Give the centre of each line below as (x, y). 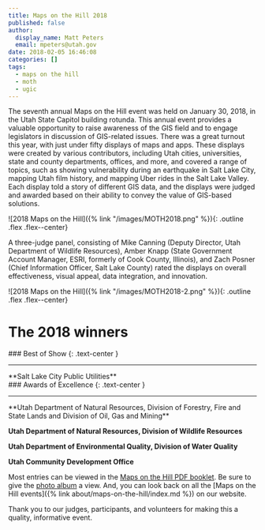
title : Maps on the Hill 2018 (58, 15)
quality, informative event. (50, 517)
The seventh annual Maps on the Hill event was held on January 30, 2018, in (132, 111)
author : (21, 30)
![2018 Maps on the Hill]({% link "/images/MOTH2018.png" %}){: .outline (126, 219)
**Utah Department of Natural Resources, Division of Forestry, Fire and (125, 408)
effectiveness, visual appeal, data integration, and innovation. (108, 276)
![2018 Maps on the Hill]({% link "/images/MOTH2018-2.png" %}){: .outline (129, 291)
